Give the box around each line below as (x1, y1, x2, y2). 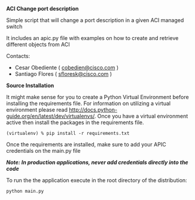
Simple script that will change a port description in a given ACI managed (6, 17, 184, 23)
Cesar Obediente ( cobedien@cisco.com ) (14, 64, 119, 71)
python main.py (6, 188, 44, 194)
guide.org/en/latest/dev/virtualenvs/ (6, 113, 95, 119)
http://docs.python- (68, 106, 118, 113)
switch (6, 23, 23, 30)
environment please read (6, 106, 68, 113)
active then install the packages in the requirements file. (6, 119, 145, 126)
